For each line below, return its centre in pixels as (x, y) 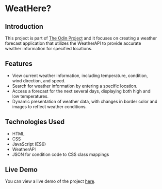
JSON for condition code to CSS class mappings (60, 154)
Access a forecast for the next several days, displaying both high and (81, 91)
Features (19, 64)
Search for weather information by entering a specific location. (75, 86)
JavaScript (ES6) (29, 144)
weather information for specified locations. (49, 48)
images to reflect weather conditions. (49, 106)
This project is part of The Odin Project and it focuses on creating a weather (81, 38)
